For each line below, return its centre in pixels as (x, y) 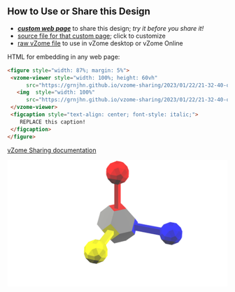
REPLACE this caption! (53, 122)
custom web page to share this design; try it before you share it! (111, 28)
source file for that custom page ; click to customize (91, 36)
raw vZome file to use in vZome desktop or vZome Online (100, 43)
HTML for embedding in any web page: (64, 57)
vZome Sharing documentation (52, 150)
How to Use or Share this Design (79, 12)
